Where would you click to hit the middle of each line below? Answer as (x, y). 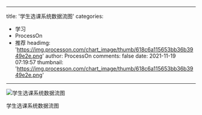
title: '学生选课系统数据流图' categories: (55, 16)
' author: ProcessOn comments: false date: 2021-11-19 (109, 56)
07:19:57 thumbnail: (39, 62)
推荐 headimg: (33, 43)
